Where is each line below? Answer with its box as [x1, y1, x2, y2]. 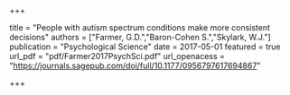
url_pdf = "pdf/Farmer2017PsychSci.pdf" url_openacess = [9, 51, 226, 61]
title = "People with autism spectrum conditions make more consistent [9, 22, 271, 32]
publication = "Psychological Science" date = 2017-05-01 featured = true [9, 41, 282, 52]
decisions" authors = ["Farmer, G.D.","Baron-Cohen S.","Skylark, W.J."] [9, 32, 271, 42]
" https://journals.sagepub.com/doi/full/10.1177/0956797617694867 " [9, 60, 261, 71]
